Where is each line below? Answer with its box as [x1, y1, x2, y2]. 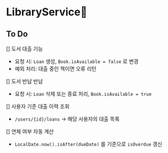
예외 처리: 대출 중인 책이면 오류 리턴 [14, 65, 97, 72]
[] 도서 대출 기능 [6, 45, 43, 52]
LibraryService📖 [6, 5, 87, 19]
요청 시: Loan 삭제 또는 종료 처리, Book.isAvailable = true [14, 90, 152, 97]
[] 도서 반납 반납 [6, 78, 43, 84]
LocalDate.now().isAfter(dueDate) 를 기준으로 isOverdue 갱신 [14, 141, 163, 147]
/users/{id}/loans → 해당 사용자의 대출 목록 [14, 115, 120, 122]
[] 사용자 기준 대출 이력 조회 [6, 103, 70, 110]
